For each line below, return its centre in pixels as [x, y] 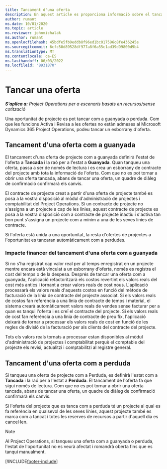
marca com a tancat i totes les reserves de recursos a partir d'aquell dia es [82, 416]
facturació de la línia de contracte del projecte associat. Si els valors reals [81, 296]
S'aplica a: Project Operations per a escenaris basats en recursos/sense [80, 104]
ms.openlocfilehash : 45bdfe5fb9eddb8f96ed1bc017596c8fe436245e [72, 42]
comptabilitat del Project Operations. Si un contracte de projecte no [74, 204]
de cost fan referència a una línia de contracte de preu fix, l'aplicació [76, 316]
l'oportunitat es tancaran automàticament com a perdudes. [65, 240]
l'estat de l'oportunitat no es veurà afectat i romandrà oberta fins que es [79, 446]
